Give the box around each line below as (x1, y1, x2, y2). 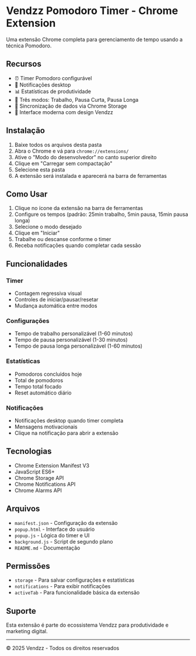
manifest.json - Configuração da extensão (14, 519, 118, 526)
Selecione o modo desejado (14, 224, 82, 231)
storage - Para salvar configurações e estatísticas (14, 576, 135, 583)
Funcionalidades (6, 259, 68, 269)
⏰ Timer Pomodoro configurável (14, 74, 92, 81)
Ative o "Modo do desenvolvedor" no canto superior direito (14, 153, 157, 160)
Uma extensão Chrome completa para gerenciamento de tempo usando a (6, 36, 183, 43)
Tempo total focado (14, 383, 62, 390)
